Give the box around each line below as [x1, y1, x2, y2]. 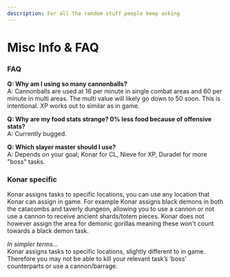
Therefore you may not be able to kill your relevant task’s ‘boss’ [7, 255, 187, 263]
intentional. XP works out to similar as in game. [7, 102, 140, 110]
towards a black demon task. [7, 227, 90, 235]
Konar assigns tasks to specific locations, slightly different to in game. [7, 247, 205, 256]
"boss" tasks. [7, 157, 45, 166]
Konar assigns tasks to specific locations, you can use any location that [7, 190, 210, 199]
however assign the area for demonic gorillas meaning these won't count [7, 219, 214, 228]
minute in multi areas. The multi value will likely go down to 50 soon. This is [7, 94, 221, 103]
